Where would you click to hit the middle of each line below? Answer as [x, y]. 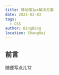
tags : [11, 19]
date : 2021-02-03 [23, 14]
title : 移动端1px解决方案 [29, 10]
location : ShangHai [25, 33]
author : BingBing [23, 28]
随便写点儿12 [18, 67]
